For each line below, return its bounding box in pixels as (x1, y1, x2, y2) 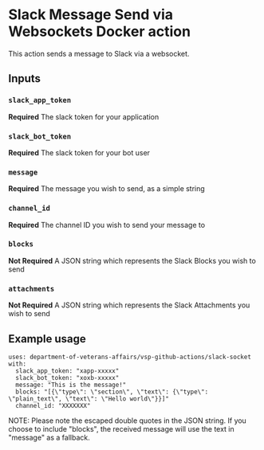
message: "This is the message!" (15, 381, 127, 389)
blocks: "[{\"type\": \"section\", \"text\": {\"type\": (15, 388, 209, 396)
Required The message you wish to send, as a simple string (8, 184, 205, 194)
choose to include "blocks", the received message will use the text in (8, 424, 235, 433)
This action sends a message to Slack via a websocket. (8, 49, 190, 58)
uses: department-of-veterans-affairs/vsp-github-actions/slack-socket (8, 353, 251, 361)
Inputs (8, 72, 41, 85)
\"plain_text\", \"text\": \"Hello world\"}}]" (8, 394, 170, 403)
